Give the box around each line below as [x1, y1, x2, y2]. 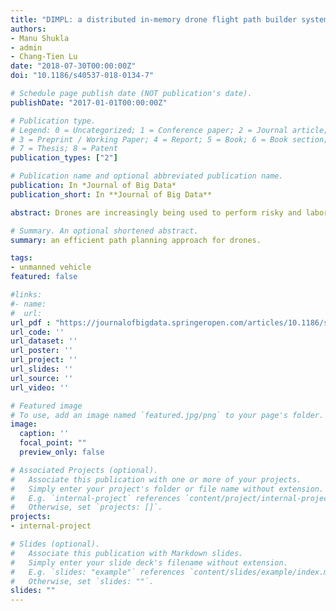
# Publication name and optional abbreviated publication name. [10, 171, 284, 181]
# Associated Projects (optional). [10, 465, 159, 475]
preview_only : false [19, 447, 105, 457]
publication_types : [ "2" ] [10, 153, 118, 163]
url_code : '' [10, 327, 65, 337]
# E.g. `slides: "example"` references [10, 567, 186, 577]
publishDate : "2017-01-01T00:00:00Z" [10, 97, 168, 108]
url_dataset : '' [10, 336, 78, 346]
